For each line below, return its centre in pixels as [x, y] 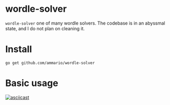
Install [19, 49]
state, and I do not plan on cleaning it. [45, 28]
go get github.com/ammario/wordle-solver [50, 63]
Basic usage [32, 83]
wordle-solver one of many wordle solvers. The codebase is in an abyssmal [85, 23]
